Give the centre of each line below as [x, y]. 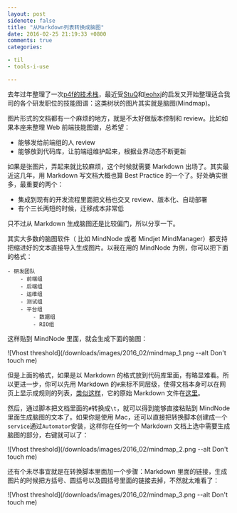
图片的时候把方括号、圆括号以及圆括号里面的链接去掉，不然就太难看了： [113, 480]
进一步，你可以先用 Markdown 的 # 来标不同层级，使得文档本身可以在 [120, 384]
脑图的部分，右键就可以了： [48, 435]
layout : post [27, 14]
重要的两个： [45, 184]
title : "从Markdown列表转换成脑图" [56, 27]
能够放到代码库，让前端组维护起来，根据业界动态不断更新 [102, 151]
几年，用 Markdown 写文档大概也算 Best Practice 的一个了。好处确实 [121, 175]
